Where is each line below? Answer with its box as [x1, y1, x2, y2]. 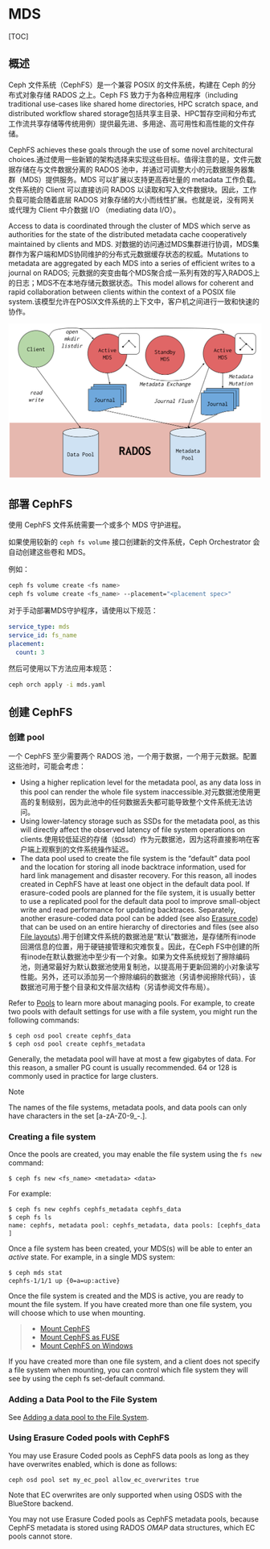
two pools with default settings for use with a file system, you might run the [8, 1006, 258, 1016]
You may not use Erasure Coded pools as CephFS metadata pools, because [8, 1514, 260, 1524]
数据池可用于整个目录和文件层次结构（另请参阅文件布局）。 [19, 981, 215, 992]
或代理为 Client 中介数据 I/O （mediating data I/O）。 [8, 205, 181, 214]
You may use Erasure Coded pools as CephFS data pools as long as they [8, 1451, 249, 1460]
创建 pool [8, 731, 45, 743]
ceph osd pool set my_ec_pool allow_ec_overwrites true [8, 1476, 199, 1484]
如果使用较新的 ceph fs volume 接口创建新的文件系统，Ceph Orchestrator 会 [8, 537, 260, 547]
